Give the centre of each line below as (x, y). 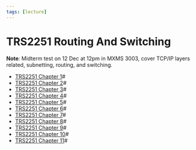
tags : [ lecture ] (26, 12)
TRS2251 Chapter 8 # (41, 121)
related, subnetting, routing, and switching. (60, 64)
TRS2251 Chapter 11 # (41, 140)
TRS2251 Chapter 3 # (41, 89)
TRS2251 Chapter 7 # (40, 114)
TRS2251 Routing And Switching (89, 41)
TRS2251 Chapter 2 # (41, 83)
